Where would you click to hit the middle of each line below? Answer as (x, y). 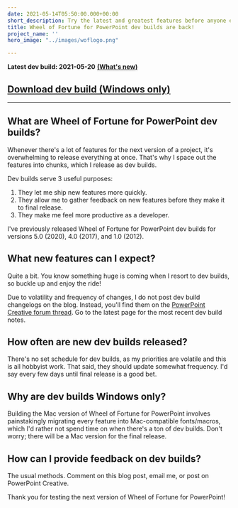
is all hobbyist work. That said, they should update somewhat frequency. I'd (118, 367)
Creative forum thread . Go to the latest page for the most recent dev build (115, 312)
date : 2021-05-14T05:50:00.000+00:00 (63, 14)
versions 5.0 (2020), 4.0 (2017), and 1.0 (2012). (75, 236)
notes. (17, 320)
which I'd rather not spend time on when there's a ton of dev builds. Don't (115, 429)
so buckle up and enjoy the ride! (54, 283)
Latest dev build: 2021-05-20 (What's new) (73, 67)
